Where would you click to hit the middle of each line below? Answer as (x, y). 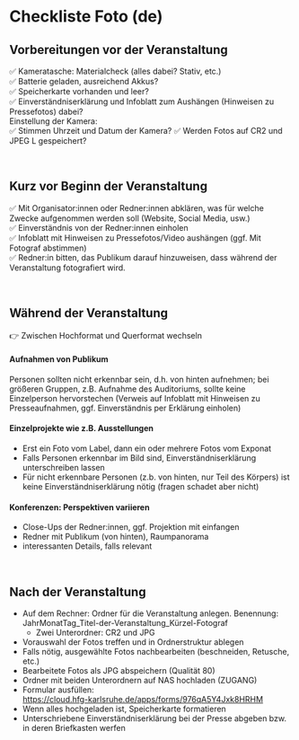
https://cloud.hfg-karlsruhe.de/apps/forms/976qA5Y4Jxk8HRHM (142, 700)
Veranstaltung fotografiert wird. (67, 268)
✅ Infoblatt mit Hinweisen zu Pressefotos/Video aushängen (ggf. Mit (136, 238)
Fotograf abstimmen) (48, 248)
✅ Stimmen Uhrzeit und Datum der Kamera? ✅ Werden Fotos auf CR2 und (146, 131)
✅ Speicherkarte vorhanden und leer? (79, 91)
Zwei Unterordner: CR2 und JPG (95, 633)
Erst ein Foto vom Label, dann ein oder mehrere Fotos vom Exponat (147, 449)
